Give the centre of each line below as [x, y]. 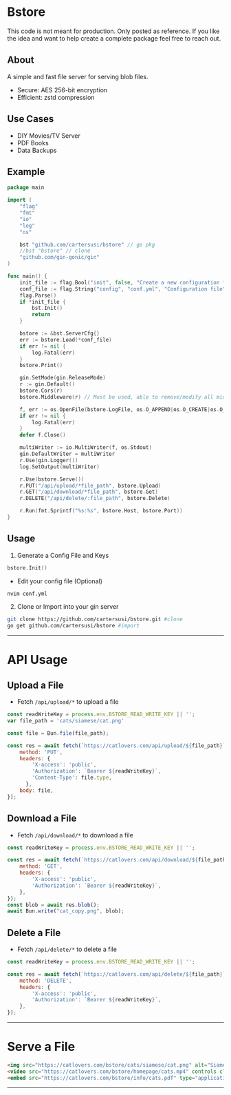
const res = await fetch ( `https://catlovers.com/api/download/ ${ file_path [117, 860]
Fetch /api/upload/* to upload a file [68, 702]
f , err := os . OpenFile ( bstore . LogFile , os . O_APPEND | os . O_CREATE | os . [120, 409]
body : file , [36, 790]
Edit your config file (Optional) [60, 581]
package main [26, 188]
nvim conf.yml [27, 594]
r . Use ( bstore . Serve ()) [52, 479]
